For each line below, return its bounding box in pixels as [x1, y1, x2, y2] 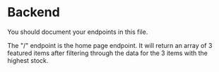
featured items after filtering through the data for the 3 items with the [7, 49, 208, 57]
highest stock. [7, 56, 49, 64]
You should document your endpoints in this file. [7, 28, 148, 36]
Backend [7, 4, 60, 20]
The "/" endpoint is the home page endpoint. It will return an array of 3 [7, 41, 213, 49]
